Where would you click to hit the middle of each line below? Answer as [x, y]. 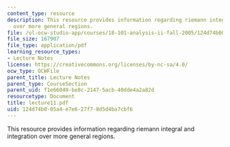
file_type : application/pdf [47, 45]
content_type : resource [41, 13]
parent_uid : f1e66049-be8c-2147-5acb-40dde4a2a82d [81, 90]
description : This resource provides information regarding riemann [107, 20]
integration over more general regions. [61, 136]
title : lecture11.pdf [38, 103]
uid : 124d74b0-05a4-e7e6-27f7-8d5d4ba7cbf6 [70, 109]
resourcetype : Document [41, 97]
